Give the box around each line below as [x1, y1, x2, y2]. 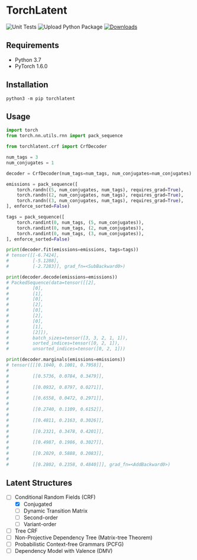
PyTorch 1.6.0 [14, 62, 48, 69]
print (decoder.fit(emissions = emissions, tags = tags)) [6, 247, 139, 253]
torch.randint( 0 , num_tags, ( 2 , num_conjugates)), [17, 225, 144, 231]
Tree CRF [14, 527, 38, 534]
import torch [6, 127, 38, 134]
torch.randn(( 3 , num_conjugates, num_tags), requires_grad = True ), [17, 198, 184, 204]
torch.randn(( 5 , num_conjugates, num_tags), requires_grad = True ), [17, 186, 184, 193]
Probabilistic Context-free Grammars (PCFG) [14, 540, 124, 548]
